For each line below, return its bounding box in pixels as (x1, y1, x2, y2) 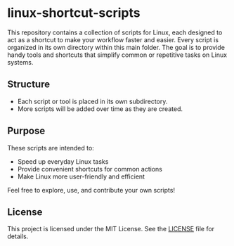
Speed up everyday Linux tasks (17, 157, 109, 166)
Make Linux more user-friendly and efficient (17, 172, 145, 181)
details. (7, 232, 29, 240)
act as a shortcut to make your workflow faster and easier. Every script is (7, 35, 219, 44)
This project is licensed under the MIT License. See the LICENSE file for (7, 225, 215, 233)
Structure (7, 79, 51, 91)
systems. (7, 58, 34, 66)
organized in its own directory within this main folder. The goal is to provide (7, 43, 225, 51)
